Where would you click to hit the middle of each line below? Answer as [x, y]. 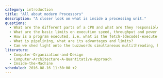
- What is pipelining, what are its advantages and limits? [71, 41]
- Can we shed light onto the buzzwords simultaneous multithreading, [82, 46]
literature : [17, 50]
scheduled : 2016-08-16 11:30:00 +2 [41, 68]
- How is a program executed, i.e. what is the [58, 37]
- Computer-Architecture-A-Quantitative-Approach [60, 59]
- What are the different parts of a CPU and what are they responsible [84, 28]
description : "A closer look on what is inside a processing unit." [76, 18]
